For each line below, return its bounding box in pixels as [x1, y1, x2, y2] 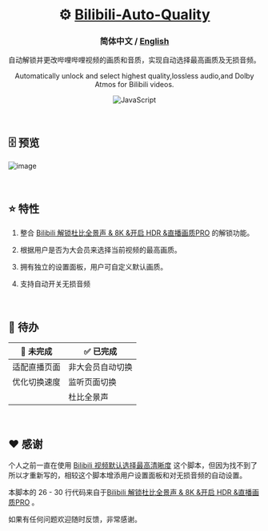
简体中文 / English [99, 36, 170, 47]
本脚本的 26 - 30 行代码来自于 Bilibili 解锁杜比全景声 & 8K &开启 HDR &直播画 [8, 487, 260, 497]
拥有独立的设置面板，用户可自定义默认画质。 [19, 262, 168, 272]
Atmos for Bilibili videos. [94, 80, 174, 90]
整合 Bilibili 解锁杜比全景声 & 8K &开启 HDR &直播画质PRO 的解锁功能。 [19, 228, 254, 238]
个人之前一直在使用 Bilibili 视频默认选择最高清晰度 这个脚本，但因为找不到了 [8, 460, 258, 469]
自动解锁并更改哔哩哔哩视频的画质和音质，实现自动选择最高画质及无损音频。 [8, 55, 261, 65]
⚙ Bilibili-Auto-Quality [58, 6, 210, 24]
